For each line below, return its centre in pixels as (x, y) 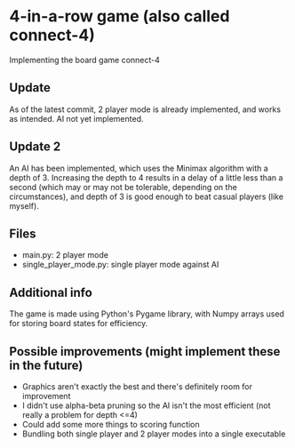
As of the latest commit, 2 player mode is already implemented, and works (145, 109)
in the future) (46, 365)
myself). (24, 205)
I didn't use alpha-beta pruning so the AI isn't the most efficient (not (146, 405)
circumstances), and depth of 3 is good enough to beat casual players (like (147, 196)
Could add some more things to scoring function (111, 424)
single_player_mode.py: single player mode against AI (120, 265)
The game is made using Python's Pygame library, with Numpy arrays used (147, 314)
